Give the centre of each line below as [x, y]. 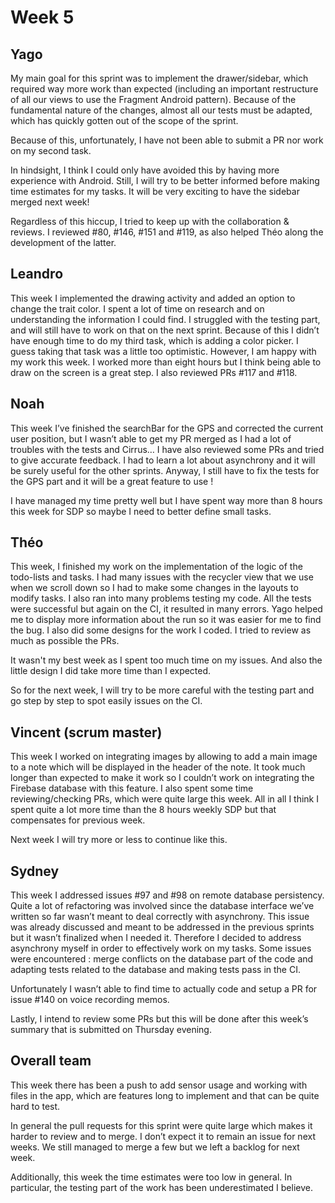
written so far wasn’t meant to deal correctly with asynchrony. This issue [160, 917]
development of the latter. [63, 242]
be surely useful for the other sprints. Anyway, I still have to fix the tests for [165, 470]
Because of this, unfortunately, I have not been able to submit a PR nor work [167, 140]
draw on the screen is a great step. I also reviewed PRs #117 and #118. [154, 372]
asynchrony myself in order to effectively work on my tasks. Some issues [161, 948]
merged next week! [50, 202]
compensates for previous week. [78, 820]
